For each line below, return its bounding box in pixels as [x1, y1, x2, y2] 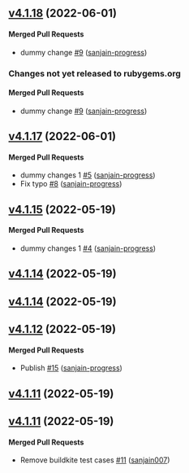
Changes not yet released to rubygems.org [8, 68, 181, 79]
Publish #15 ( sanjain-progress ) [19, 363, 123, 373]
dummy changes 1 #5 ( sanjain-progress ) [19, 170, 156, 180]
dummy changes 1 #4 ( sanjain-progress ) [19, 243, 157, 253]
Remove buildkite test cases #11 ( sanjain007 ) [19, 455, 170, 465]
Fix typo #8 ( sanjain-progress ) [19, 179, 122, 189]
